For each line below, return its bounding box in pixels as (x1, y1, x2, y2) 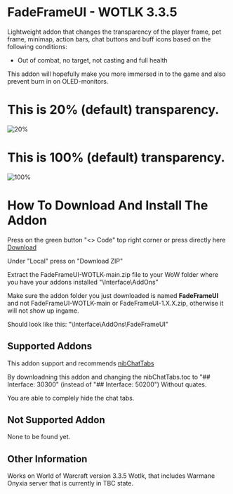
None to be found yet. (7, 433, 71, 441)
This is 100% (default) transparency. (7, 150, 226, 166)
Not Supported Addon (7, 414, 105, 426)
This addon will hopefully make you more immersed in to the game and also (7, 70, 226, 78)
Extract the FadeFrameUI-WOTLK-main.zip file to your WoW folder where (7, 270, 219, 278)
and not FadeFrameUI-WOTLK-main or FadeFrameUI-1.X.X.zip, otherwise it (7, 299, 224, 307)
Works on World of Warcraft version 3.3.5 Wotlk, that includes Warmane (7, 472, 215, 480)
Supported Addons (7, 340, 93, 352)
